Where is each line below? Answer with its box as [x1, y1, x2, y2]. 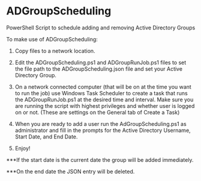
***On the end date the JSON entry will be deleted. [6, 168, 135, 175]
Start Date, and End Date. [14, 133, 78, 140]
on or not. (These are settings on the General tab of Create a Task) [14, 108, 180, 116]
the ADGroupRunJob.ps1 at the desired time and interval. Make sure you [14, 96, 194, 103]
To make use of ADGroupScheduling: [6, 35, 98, 43]
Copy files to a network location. [14, 47, 95, 55]
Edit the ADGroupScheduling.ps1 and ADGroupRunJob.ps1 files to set [14, 59, 187, 66]
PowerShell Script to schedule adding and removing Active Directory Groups [6, 24, 196, 31]
